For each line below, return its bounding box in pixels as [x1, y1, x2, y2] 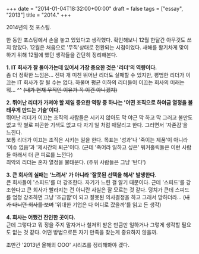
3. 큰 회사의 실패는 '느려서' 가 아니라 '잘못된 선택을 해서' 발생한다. [6, 171, 157, 178]
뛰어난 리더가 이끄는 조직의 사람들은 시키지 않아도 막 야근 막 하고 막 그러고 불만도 [6, 114, 193, 121]
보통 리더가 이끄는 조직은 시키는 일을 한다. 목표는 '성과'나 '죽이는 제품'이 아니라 [6, 137, 188, 143]
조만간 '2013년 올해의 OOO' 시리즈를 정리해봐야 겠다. [6, 241, 129, 248]
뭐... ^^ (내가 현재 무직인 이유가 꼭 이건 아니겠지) [6, 86, 118, 93]
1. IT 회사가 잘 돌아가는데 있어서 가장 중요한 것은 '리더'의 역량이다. [6, 64, 157, 71]
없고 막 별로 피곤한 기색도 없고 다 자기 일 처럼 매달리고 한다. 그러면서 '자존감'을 [6, 122, 188, 128]
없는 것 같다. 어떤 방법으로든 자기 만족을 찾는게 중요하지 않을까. [12, 229, 159, 236]
